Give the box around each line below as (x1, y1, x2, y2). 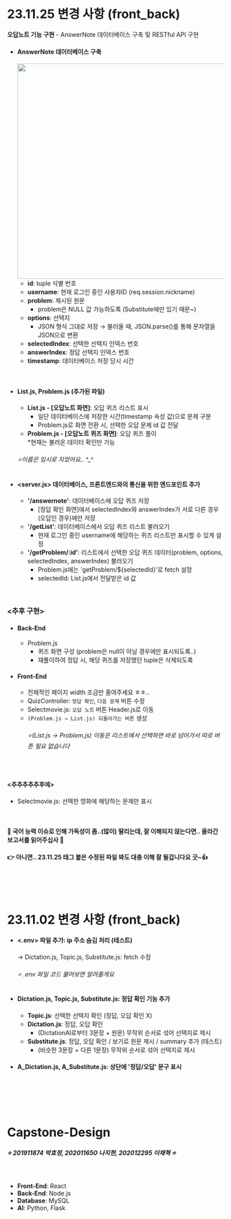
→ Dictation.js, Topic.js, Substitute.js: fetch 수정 (16, 953, 151, 961)
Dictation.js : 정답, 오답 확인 (27, 1020, 103, 1028)
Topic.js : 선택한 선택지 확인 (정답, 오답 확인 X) (27, 1011, 153, 1019)
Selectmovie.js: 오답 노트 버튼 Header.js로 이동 (27, 705, 155, 713)
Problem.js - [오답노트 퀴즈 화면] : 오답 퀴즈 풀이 (27, 430, 157, 438)
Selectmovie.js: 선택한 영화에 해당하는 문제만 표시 (16, 797, 153, 805)
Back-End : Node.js (16, 1189, 71, 1198)
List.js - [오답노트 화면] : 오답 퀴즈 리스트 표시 (27, 404, 149, 412)
